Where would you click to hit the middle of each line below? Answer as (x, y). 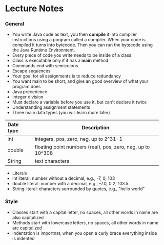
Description (96, 128)
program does (26, 87)
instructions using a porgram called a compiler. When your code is (79, 40)
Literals (20, 173)
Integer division (28, 97)
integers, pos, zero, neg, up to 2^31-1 (79, 139)
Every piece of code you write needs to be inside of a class (72, 55)
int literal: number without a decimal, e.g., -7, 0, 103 (63, 178)
